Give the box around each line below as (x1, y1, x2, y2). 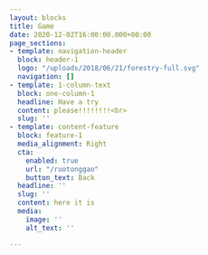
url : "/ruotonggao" (25, 165, 99, 174)
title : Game (9, 22, 54, 31)
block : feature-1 (17, 131, 83, 140)
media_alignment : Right (17, 139, 107, 148)
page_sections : (9, 38, 67, 48)
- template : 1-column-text (9, 80, 111, 90)
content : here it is (17, 198, 95, 208)
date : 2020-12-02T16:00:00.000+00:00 (9, 30, 152, 39)
